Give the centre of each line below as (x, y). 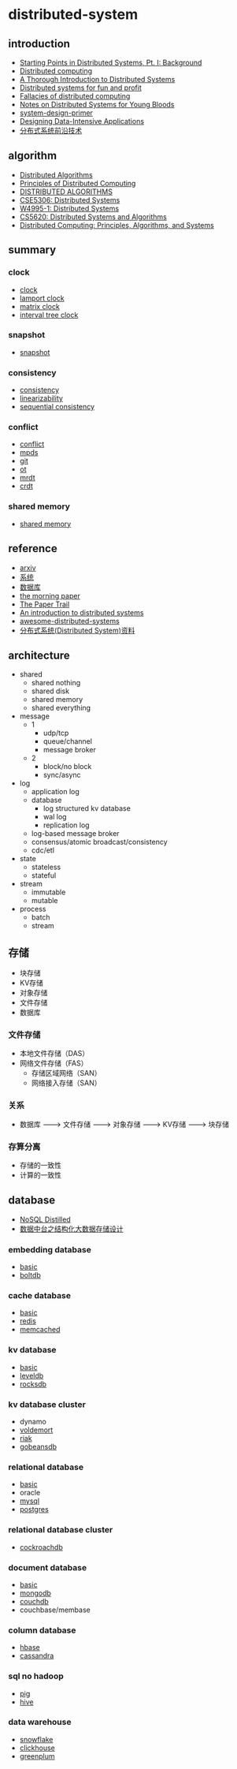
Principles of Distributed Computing (78, 183)
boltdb (30, 1275)
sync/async (62, 775)
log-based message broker (75, 834)
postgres (34, 1510)
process (33, 909)
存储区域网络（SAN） (66, 1073)
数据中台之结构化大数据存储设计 (71, 1229)
